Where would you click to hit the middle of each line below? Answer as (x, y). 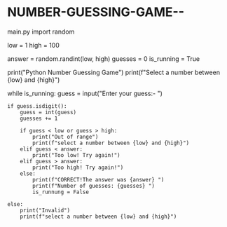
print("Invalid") (45, 210)
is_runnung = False (61, 192)
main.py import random (41, 32)
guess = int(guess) (48, 112)
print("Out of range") (66, 137)
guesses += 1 (39, 118)
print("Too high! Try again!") (78, 167)
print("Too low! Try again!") (76, 155)
